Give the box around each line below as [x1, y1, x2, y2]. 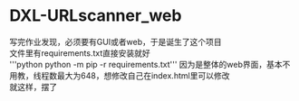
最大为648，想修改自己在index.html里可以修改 [56, 69, 230, 81]
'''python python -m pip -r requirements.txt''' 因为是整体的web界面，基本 [9, 59, 283, 69]
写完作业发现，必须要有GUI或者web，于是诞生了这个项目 [9, 36, 222, 47]
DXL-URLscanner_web [9, 5, 182, 26]
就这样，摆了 [9, 81, 57, 92]
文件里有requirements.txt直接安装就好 [9, 47, 151, 59]
